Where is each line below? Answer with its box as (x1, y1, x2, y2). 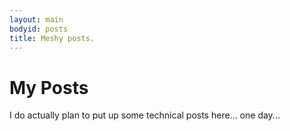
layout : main (9, 14, 64, 25)
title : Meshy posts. (9, 33, 96, 43)
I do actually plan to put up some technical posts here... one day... (9, 109, 281, 121)
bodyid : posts (9, 24, 69, 34)
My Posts (9, 76, 89, 99)
